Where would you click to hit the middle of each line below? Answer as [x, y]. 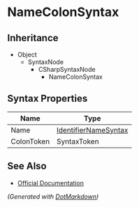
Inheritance [33, 38]
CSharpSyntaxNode [67, 69]
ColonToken [30, 141]
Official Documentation [50, 183]
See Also [27, 166]
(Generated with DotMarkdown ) [53, 197]
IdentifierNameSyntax [92, 130]
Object [27, 54]
